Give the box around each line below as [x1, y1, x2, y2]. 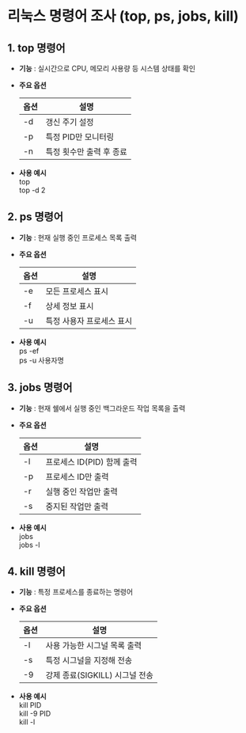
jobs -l [18, 540, 40, 549]
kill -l [18, 717, 36, 727]
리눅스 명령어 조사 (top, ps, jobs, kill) [7, 7, 239, 25]
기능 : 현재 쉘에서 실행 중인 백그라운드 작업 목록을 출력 [18, 403, 186, 412]
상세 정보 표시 [45, 300, 94, 311]
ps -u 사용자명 [18, 355, 64, 365]
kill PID [18, 701, 42, 710]
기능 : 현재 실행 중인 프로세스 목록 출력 [18, 233, 138, 242]
